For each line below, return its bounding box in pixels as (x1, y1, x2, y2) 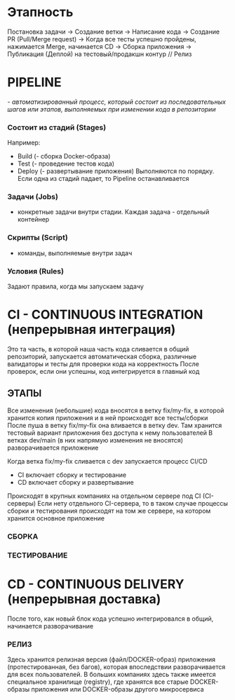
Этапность (7, 4, 74, 20)
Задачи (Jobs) (7, 192, 58, 202)
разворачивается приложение (7, 443, 99, 452)
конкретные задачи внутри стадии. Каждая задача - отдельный (17, 208, 210, 216)
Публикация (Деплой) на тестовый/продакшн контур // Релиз (7, 50, 192, 58)
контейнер (17, 215, 50, 224)
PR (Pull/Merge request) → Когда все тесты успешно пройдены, (7, 34, 196, 43)
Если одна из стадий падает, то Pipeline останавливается (17, 175, 189, 183)
